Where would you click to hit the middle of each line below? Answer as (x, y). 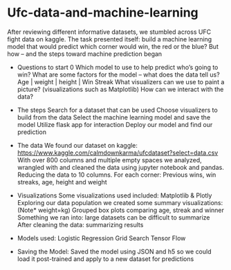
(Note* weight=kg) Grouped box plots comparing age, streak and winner (121, 210)
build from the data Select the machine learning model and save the (114, 117)
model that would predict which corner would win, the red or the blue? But (113, 46)
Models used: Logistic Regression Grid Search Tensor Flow (101, 238)
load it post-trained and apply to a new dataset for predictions (105, 259)
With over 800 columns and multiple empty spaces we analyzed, (109, 160)
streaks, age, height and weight (62, 182)
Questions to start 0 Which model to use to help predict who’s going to (118, 67)
